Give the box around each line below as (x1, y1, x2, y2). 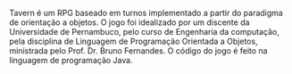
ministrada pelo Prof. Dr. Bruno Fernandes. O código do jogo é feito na (9, 45, 268, 56)
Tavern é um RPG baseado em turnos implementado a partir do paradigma (9, 8, 283, 18)
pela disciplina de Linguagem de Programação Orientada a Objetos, (9, 36, 258, 46)
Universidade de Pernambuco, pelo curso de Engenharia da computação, (9, 27, 279, 37)
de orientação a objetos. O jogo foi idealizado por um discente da (9, 17, 250, 28)
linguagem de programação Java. (9, 55, 133, 65)
